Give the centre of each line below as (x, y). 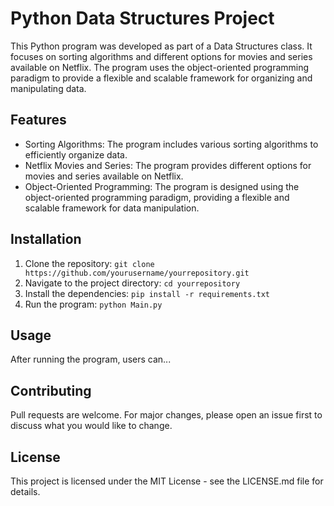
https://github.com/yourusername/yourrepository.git (137, 273)
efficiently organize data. (76, 154)
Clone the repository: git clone (89, 263)
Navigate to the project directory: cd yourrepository (132, 283)
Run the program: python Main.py (93, 304)
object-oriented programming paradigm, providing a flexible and (157, 197)
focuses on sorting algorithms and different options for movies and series (161, 56)
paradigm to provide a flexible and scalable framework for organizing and (161, 78)
